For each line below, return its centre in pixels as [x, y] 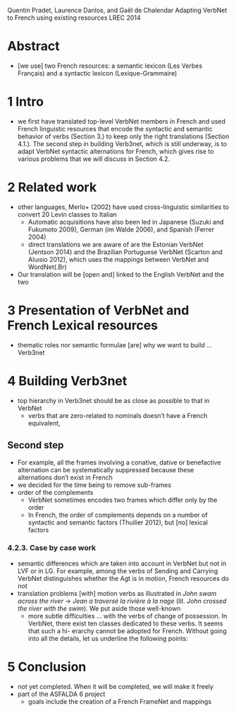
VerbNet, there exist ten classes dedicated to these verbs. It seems [125, 623]
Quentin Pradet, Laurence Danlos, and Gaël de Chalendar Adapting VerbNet [117, 10]
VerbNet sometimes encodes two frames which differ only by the [123, 500]
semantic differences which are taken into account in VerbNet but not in [122, 563]
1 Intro [26, 102]
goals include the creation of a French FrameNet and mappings [120, 701]
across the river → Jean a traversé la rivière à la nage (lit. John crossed [122, 601]
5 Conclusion [47, 667]
